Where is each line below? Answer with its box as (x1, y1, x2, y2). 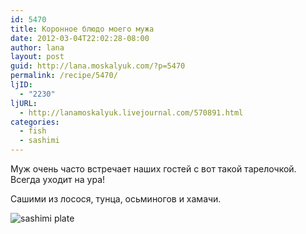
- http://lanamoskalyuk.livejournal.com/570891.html (19, 107, 244, 118)
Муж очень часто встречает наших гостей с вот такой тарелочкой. (10, 163, 297, 175)
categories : (10, 117, 60, 127)
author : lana (10, 42, 65, 53)
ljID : (10, 80, 33, 90)
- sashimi (19, 136, 60, 146)
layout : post (10, 52, 65, 62)
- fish (19, 126, 47, 136)
